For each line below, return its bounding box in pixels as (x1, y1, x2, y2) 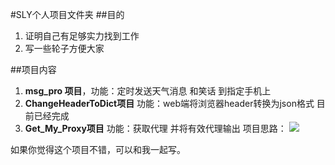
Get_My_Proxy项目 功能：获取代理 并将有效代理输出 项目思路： (24, 123, 287, 134)
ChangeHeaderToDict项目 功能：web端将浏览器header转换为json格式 (24, 98, 315, 109)
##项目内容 (10, 64, 57, 75)
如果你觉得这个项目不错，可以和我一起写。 (10, 144, 186, 155)
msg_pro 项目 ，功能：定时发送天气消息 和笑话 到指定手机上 (24, 85, 272, 97)
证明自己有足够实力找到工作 (24, 30, 140, 42)
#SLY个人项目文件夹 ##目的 (10, 9, 125, 20)
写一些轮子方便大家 (24, 43, 105, 54)
